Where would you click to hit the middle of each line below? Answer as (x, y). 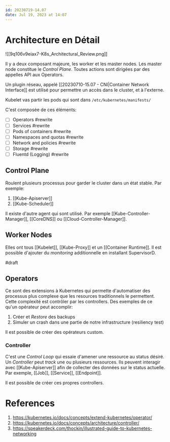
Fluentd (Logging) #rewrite (41, 154)
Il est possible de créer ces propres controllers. (55, 382)
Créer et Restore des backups (44, 317)
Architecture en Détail (53, 40)
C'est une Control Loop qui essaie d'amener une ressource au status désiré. (85, 356)
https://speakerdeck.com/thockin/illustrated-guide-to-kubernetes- (82, 428)
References (30, 403)
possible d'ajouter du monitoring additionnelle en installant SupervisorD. (81, 252)
